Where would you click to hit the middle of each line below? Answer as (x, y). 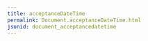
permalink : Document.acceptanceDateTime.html (74, 20)
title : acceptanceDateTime (46, 14)
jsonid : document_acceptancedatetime (62, 26)
